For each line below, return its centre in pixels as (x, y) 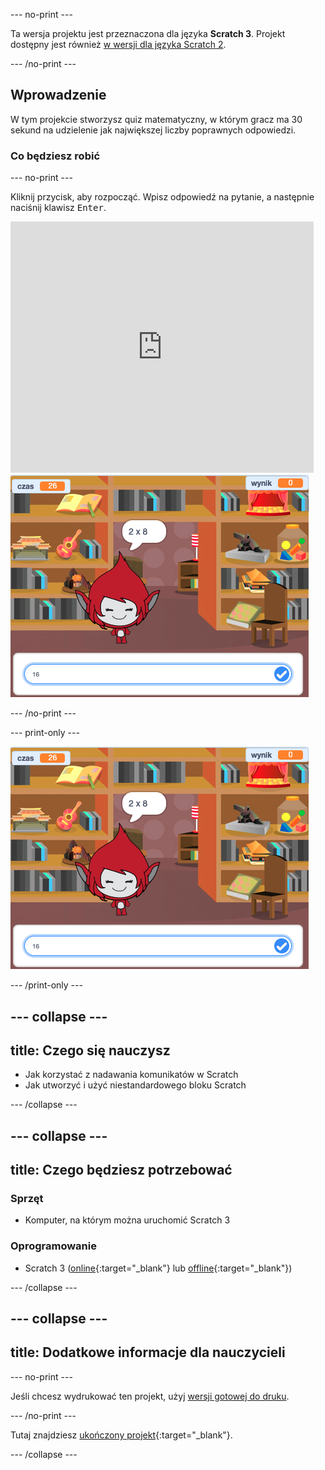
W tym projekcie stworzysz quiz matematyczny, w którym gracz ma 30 (156, 119)
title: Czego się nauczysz (90, 1050)
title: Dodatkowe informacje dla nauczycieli (148, 1352)
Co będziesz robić (55, 156)
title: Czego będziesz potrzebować (121, 1170)
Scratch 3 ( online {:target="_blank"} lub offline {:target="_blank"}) (158, 1268)
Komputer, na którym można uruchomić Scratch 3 (127, 1220)
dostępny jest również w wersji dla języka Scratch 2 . (118, 44)
